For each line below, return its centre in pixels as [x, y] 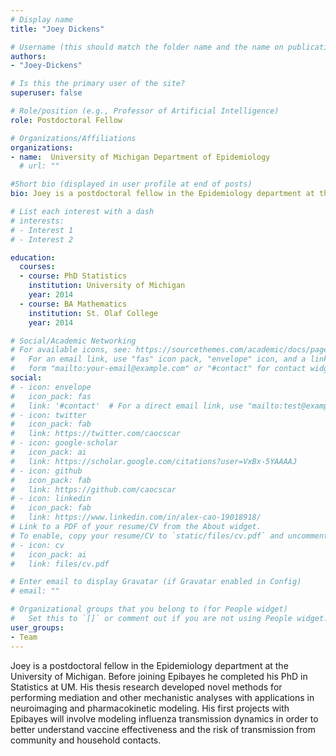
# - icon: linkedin [51, 499]
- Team [24, 637]
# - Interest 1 [42, 230]
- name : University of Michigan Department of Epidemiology [140, 157]
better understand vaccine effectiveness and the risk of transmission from [163, 729]
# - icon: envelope [51, 387]
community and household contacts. [86, 740]
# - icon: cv [37, 545]
